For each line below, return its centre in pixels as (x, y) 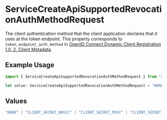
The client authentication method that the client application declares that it (81, 33)
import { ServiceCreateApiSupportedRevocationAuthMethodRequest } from (81, 76)
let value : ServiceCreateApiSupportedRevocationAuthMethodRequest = (78, 86)
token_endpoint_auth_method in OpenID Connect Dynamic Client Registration (83, 44)
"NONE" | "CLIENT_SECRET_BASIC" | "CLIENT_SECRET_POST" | (66, 113)
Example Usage (30, 65)
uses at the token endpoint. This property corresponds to (64, 39)
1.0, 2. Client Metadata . (29, 49)
